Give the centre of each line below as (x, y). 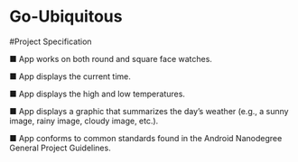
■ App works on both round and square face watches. (111, 58)
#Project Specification (51, 41)
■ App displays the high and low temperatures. (97, 94)
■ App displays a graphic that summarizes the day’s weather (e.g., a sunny (149, 111)
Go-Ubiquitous (66, 17)
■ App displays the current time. (70, 76)
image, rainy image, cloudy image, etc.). (84, 121)
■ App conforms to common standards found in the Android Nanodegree (146, 138)
